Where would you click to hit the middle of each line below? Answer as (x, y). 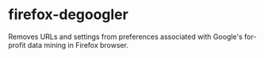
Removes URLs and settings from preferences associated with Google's (126, 37)
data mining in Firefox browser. (78, 44)
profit (17, 44)
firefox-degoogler (68, 15)
